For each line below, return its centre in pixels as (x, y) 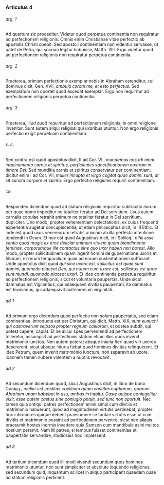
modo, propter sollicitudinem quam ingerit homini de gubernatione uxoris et (81, 253)
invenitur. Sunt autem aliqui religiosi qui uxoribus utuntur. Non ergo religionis (82, 128)
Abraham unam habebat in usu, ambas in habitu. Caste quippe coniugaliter (81, 394)
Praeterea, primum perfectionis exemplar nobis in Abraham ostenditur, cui (80, 81)
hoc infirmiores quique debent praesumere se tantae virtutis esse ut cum (79, 415)
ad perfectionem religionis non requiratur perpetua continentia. (69, 55)
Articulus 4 (19, 7)
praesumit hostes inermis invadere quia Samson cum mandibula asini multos (82, 425)
